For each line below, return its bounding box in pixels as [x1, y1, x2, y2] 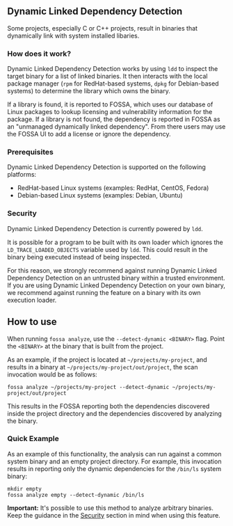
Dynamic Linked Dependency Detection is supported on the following [7, 163, 207, 171]
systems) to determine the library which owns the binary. [7, 87, 170, 95]
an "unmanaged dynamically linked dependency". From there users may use [7, 122, 226, 131]
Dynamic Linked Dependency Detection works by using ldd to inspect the [7, 65, 218, 73]
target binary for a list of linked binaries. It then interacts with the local [7, 72, 208, 81]
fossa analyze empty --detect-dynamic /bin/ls [7, 491, 145, 498]
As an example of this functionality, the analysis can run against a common [7, 449, 222, 458]
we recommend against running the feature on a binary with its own [7, 288, 201, 296]
